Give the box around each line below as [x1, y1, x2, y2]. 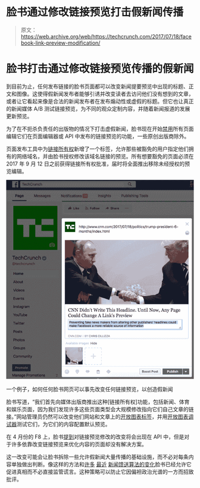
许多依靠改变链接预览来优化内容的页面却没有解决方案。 [11, 441, 147, 448]
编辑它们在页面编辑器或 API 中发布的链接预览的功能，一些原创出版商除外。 [6, 132, 190, 140]
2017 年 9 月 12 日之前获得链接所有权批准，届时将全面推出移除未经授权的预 [6, 160, 190, 167]
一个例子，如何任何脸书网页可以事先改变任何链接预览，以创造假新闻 [6, 386, 173, 393]
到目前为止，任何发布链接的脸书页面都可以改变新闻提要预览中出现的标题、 [6, 83, 189, 90]
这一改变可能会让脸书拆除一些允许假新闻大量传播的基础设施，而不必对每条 [6, 453, 189, 461]
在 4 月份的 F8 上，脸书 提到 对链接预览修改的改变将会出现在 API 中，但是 [6, 433, 185, 440]
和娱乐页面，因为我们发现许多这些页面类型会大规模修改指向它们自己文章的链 [6, 406, 194, 413]
